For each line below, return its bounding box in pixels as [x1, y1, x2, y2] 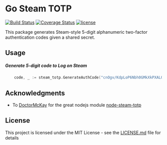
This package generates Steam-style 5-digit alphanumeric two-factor [5, 29, 148, 35]
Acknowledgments [5, 89, 66, 97]
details [5, 135, 19, 141]
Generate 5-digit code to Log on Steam [5, 63, 87, 69]
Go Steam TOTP [5, 3, 72, 14]
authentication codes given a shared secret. [5, 34, 95, 40]
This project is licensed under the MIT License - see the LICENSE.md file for [5, 130, 161, 136]
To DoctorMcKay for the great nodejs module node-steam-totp [12, 102, 142, 108]
